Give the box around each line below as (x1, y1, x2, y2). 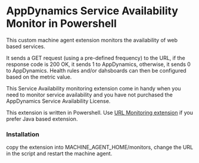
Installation (6, 130, 40, 138)
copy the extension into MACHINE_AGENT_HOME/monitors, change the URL (6, 144, 194, 151)
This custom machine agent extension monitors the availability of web (6, 36, 178, 43)
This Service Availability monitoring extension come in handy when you (6, 84, 181, 92)
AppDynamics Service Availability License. (6, 97, 111, 105)
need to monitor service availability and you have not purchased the (6, 91, 173, 98)
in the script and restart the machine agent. (6, 150, 113, 157)
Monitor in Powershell (6, 17, 117, 30)
